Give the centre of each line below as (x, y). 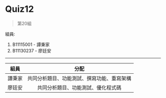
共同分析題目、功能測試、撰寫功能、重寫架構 (80, 78)
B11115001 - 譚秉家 (31, 44)
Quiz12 (20, 9)
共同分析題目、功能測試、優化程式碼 (80, 88)
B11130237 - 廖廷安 (32, 50)
